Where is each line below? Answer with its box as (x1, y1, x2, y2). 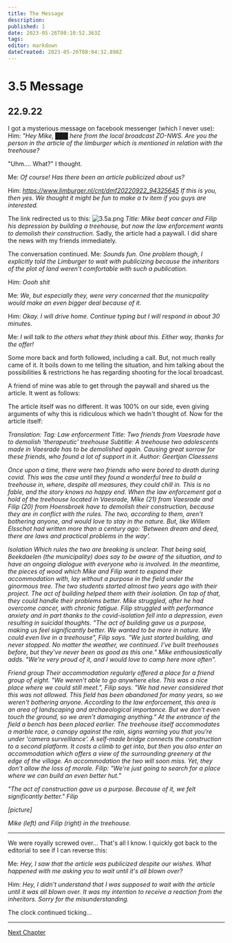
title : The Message (8, 10, 64, 17)
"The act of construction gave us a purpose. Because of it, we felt (8, 785, 196, 793)
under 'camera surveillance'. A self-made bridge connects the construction (8, 734, 222, 743)
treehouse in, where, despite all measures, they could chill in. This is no (8, 480, 211, 488)
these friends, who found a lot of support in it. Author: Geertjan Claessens (8, 452, 219, 460)
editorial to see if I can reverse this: (8, 846, 107, 854)
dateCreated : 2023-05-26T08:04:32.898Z (8, 49, 123, 56)
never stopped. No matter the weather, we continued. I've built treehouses (8, 640, 219, 649)
